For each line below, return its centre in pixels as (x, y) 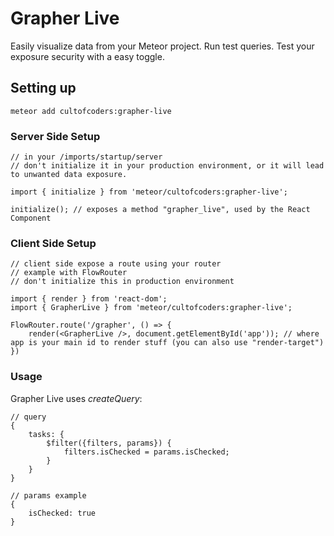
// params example (48, 495)
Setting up (43, 88)
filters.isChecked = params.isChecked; (146, 452)
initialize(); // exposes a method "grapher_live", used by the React (160, 210)
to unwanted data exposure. (69, 175)
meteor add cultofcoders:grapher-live (91, 111)
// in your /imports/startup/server (86, 157)
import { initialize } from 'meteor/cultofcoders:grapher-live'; (149, 192)
